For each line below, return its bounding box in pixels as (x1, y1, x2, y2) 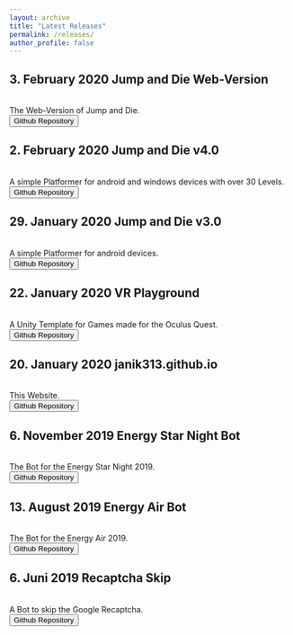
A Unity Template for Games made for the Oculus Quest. (9, 318, 218, 329)
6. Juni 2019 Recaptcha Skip (9, 570, 172, 586)
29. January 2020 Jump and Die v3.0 (9, 214, 222, 229)
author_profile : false (9, 38, 94, 48)
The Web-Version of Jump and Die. (9, 105, 140, 116)
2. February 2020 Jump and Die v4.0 (9, 143, 220, 158)
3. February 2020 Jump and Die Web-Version (9, 71, 269, 86)
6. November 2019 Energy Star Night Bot (9, 428, 241, 443)
